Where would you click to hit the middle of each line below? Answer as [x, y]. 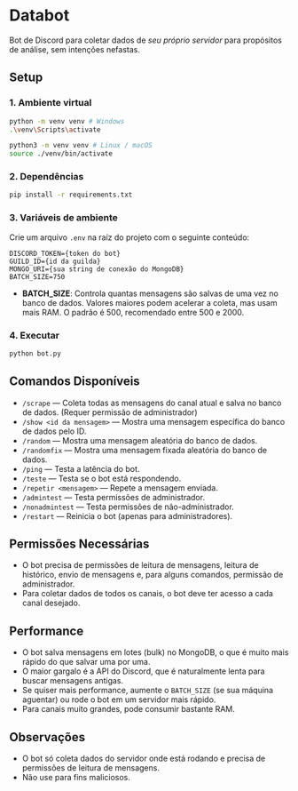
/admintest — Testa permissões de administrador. [114, 497]
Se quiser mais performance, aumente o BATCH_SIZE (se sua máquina [147, 691]
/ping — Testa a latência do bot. [81, 468]
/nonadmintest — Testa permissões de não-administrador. [128, 507]
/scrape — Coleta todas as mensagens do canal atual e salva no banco [152, 403]
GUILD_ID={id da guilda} [55, 261]
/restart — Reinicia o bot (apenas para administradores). [127, 515]
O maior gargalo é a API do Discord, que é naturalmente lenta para [143, 671]
